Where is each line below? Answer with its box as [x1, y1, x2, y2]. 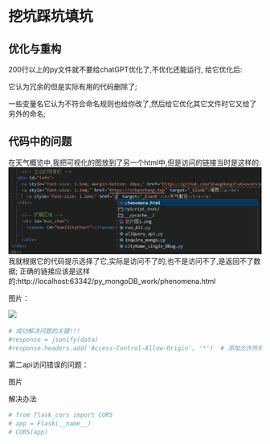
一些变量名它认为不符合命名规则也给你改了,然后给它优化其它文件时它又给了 [8, 99, 257, 109]
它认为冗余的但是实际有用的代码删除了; [8, 82, 138, 91]
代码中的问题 [8, 134, 72, 149]
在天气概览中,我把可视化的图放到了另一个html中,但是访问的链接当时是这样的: [8, 158, 261, 167]
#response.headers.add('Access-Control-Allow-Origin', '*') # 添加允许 [8, 343, 252, 352]
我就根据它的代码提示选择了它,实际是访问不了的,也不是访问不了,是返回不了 [8, 257, 255, 266]
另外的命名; [8, 109, 47, 118]
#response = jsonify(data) [8, 335, 99, 344]
